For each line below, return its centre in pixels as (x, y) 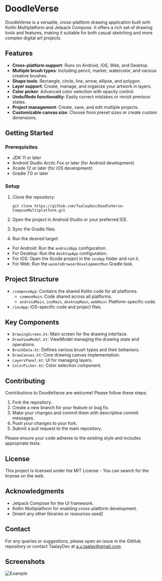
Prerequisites (21, 147)
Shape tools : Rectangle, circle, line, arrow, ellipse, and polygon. (77, 81)
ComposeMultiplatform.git (39, 210)
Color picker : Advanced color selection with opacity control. (73, 91)
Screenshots (25, 562)
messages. (23, 418)
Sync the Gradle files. (34, 229)
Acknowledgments (35, 491)
